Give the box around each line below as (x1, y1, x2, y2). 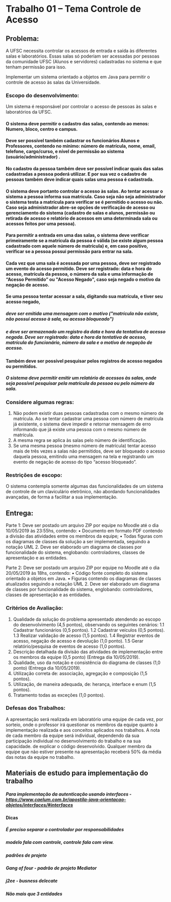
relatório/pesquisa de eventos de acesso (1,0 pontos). (13, 643, 126, 649)
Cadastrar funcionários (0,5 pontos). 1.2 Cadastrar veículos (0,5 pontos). (13, 627, 165, 633)
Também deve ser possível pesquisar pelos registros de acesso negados (6, 358, 163, 364)
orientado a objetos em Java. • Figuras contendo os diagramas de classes (6, 575, 161, 581)
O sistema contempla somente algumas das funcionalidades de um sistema (6, 483, 164, 489)
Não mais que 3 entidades (6, 890, 62, 897)
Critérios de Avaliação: (6, 604, 63, 612)
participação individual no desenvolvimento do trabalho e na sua (6, 737, 141, 744)
